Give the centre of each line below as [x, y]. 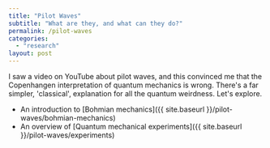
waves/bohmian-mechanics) [68, 118]
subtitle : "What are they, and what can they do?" [96, 23]
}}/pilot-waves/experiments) [67, 135]
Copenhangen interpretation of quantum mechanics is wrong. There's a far [134, 85]
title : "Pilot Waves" [45, 16]
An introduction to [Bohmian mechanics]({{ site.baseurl [112, 109]
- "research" [38, 46]
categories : [28, 38]
